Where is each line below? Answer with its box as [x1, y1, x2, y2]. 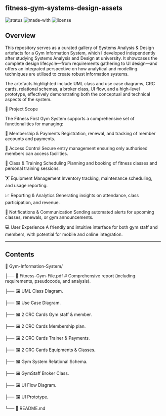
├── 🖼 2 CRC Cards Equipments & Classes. [5, 347, 96, 353]
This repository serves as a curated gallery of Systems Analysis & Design [5, 45, 154, 51]
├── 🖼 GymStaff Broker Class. [5, 370, 69, 376]
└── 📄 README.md [5, 406, 45, 412]
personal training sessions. [5, 165, 60, 171]
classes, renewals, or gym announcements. [5, 214, 94, 220]
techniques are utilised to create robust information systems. [5, 71, 129, 77]
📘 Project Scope [5, 106, 38, 112]
